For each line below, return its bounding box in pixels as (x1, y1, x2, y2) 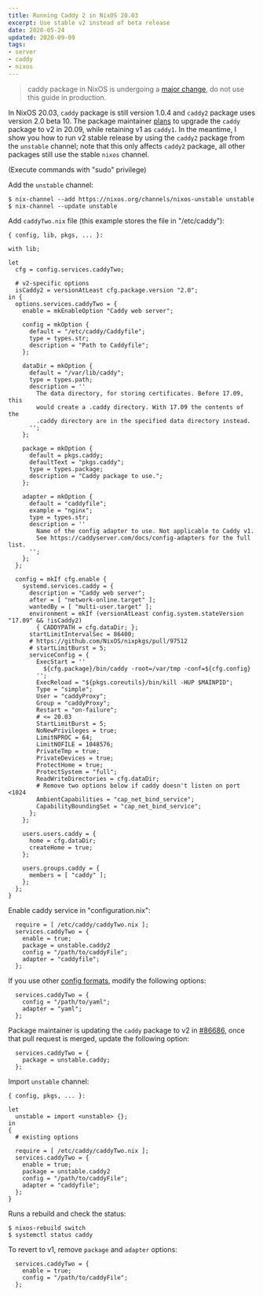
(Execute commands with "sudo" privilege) (8, 164, 147, 174)
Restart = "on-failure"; (36, 705, 118, 714)
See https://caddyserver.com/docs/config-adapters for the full (36, 534, 251, 542)
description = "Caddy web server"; (28, 589, 146, 597)
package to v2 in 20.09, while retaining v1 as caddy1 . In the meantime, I (8, 124, 237, 134)
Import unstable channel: (8, 1077, 89, 1086)
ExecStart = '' (36, 657, 86, 665)
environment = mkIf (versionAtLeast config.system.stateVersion (28, 609, 244, 617)
